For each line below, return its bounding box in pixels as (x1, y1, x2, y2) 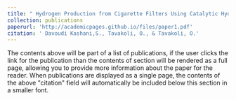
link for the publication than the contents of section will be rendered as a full (7, 57, 228, 65)
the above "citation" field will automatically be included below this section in (7, 78, 228, 87)
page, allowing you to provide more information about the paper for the (7, 64, 213, 72)
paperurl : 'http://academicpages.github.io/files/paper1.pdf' (7, 23, 193, 30)
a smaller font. (7, 86, 49, 94)
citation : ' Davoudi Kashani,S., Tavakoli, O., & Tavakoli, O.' (7, 29, 199, 37)
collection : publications (7, 17, 83, 24)
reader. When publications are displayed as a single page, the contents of (7, 71, 221, 80)
